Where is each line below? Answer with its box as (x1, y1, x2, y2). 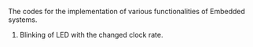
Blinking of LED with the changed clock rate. (19, 31, 163, 39)
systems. (8, 15, 38, 24)
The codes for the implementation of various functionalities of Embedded (8, 7, 246, 16)
